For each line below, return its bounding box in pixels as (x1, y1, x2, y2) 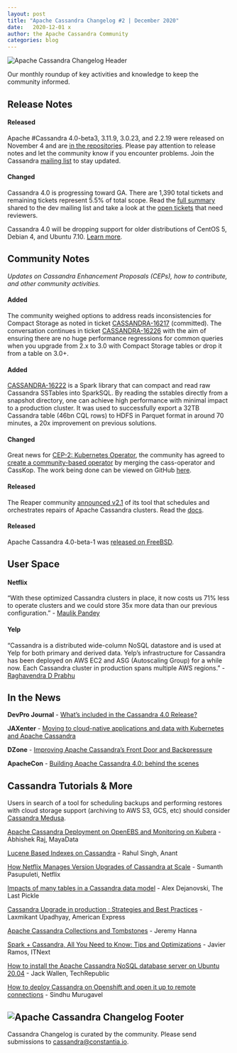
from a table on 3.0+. (7, 349, 69, 357)
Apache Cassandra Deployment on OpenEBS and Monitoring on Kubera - (7, 828, 221, 836)
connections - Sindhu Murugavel (7, 991, 104, 999)
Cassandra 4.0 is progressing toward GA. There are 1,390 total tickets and (7, 188, 224, 197)
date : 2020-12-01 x (7, 23, 72, 31)
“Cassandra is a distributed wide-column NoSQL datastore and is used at (7, 640, 221, 650)
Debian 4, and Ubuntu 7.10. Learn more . (7, 232, 123, 241)
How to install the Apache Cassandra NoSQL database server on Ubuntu (7, 961, 220, 970)
